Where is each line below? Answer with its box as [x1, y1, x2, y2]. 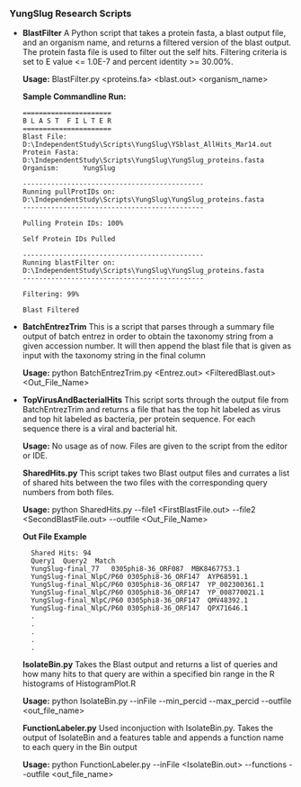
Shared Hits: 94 [31, 548, 92, 558]
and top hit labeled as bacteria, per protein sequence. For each [22, 413, 256, 425]
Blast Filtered [22, 305, 80, 315]
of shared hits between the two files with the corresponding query [22, 477, 268, 488]
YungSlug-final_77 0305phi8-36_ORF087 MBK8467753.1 [31, 565, 241, 574]
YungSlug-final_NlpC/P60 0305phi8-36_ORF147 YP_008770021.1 [31, 588, 265, 597]
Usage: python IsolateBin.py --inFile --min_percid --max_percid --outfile [22, 696, 292, 707]
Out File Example [22, 531, 87, 542]
